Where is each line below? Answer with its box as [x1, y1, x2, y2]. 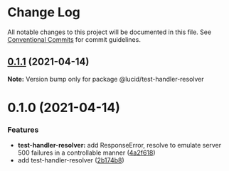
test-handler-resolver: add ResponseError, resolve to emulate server [17, 141, 222, 150]
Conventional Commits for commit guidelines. [7, 35, 141, 43]
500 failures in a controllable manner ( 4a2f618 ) [17, 148, 156, 157]
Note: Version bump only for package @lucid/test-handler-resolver [7, 75, 204, 83]
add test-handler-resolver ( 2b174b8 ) [17, 156, 124, 165]
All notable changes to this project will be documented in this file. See [7, 28, 212, 36]
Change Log [7, 4, 80, 21]
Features [7, 125, 39, 135]
